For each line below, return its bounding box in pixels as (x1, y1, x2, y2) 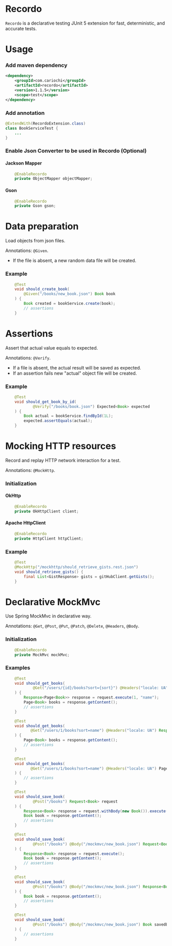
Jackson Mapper (5, 160, 42, 166)
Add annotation (5, 109, 45, 116)
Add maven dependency (5, 62, 68, 69)
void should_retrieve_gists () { (14, 569, 83, 574)
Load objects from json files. (5, 238, 66, 244)
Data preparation (5, 221, 79, 232)
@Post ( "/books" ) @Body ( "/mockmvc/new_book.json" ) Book (32, 922, 153, 927)
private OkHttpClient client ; (14, 508, 79, 514)
